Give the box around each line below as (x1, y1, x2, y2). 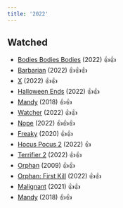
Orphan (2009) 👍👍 (17, 161, 75, 170)
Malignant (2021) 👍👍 (17, 183, 81, 191)
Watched (7, 37, 48, 49)
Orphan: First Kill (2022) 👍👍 (17, 172, 102, 181)
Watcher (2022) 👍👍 (17, 109, 78, 117)
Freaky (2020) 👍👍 (17, 130, 74, 138)
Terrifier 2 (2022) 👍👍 (17, 151, 82, 159)
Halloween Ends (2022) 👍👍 (17, 87, 100, 96)
